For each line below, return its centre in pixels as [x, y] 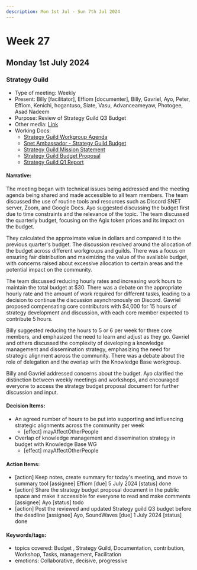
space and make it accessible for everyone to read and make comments [103, 496]
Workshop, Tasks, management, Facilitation [68, 555]
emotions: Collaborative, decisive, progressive [71, 561]
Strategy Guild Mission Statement [64, 149]
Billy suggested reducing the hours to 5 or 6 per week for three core [89, 330]
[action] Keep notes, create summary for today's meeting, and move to [101, 477]
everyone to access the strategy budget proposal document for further [93, 386]
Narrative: [19, 176]
